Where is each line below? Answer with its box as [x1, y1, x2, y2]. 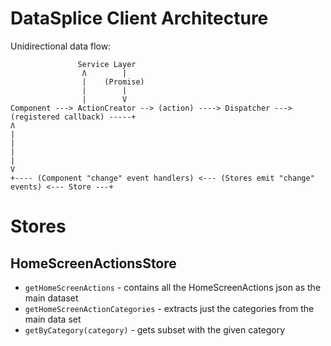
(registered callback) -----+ [10, 112, 137, 122]
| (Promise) [81, 77, 145, 87]
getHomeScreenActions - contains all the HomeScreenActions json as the [24, 281, 322, 293]
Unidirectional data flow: [10, 40, 112, 52]
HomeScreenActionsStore [10, 255, 177, 272]
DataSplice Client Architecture [10, 7, 269, 30]
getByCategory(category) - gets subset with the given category [24, 323, 286, 336]
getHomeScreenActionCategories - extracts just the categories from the [24, 302, 315, 314]
